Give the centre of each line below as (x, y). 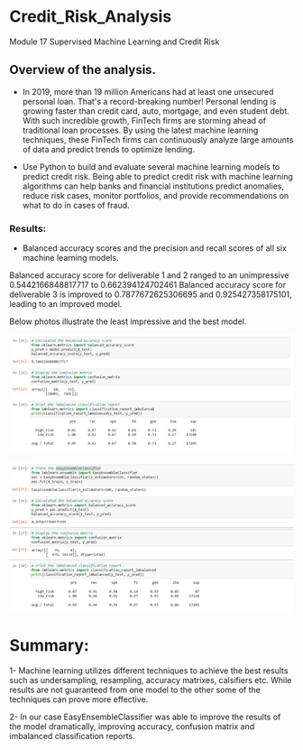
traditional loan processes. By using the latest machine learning (140, 130)
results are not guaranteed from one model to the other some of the (135, 690)
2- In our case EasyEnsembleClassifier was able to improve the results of (145, 717)
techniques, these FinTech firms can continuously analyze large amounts (158, 139)
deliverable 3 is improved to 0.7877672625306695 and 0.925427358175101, (151, 294)
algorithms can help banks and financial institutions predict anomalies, (153, 186)
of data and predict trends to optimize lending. (109, 149)
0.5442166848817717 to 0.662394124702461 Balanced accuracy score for (148, 285)
